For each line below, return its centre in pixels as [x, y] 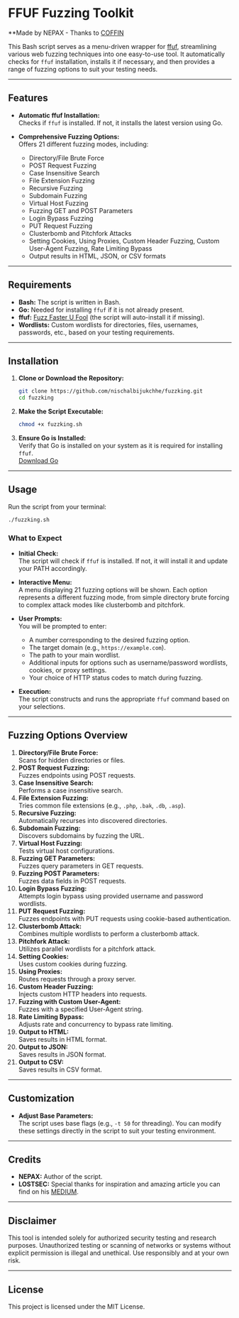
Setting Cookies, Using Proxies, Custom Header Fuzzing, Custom [124, 241]
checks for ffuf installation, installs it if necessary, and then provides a [112, 61]
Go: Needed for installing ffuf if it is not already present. [101, 310]
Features [28, 98]
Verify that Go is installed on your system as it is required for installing [120, 446]
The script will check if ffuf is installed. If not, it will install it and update [123, 561]
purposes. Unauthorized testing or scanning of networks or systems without [119, 1246]
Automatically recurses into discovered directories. [93, 820]
